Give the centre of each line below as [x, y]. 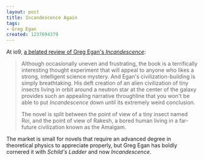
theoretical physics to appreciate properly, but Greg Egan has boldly [92, 145]
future [29, 127]
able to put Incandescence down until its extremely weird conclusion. [108, 103]
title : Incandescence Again [42, 18]
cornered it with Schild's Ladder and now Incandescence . [79, 152]
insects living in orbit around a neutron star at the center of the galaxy [109, 89]
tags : [13, 23]
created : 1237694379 [33, 35]
